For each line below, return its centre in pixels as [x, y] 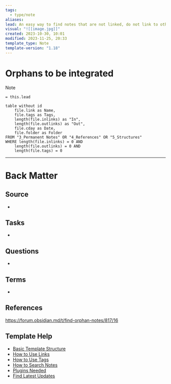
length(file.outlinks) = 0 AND [48, 146]
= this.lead [18, 97]
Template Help [29, 336]
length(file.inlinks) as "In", [48, 119]
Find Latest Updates [34, 376]
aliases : [15, 19]
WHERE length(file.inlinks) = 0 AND [44, 142]
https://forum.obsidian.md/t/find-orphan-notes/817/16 [62, 320]
